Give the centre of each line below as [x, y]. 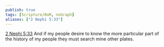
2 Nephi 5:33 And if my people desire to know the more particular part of [82, 34]
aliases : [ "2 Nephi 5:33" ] [34, 19]
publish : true [20, 10]
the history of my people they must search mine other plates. [70, 39]
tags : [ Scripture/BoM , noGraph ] [40, 15]
